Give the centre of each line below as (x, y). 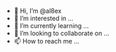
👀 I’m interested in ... (44, 18)
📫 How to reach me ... (46, 41)
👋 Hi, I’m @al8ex (38, 11)
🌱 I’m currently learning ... (51, 26)
